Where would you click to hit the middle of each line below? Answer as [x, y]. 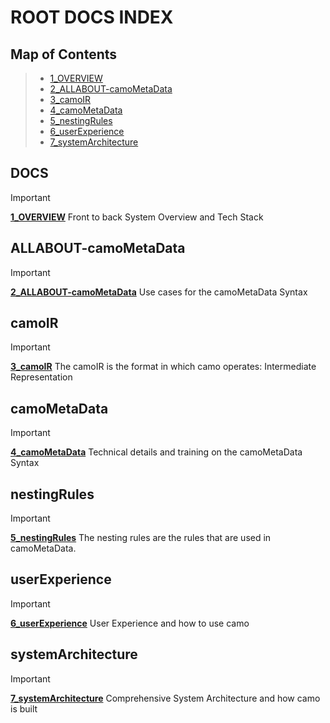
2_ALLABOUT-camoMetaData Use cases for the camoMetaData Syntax [159, 292]
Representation [41, 377]
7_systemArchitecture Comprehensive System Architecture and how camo [165, 698]
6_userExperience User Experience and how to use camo [130, 623]
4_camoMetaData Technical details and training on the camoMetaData [156, 452]
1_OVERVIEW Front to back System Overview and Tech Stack [137, 217]
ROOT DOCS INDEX [92, 17]
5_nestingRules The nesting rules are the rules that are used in [141, 538]
